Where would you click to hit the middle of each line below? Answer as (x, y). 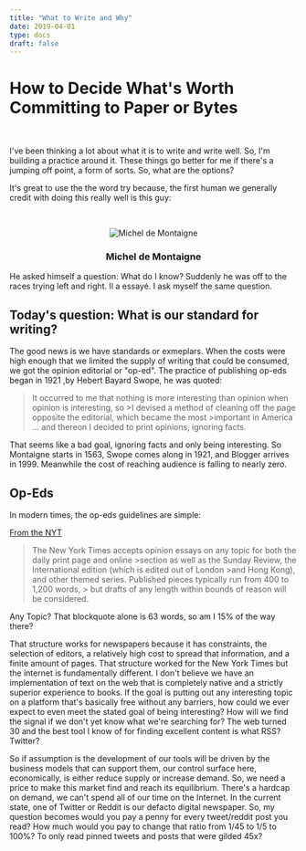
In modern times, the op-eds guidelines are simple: (105, 515)
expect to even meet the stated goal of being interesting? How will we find (149, 712)
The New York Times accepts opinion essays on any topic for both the (164, 551)
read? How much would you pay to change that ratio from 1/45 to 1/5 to (143, 826)
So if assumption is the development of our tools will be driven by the (140, 759)
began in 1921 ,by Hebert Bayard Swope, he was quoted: (116, 381)
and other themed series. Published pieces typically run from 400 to (160, 580)
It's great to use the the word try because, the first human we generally (143, 188)
